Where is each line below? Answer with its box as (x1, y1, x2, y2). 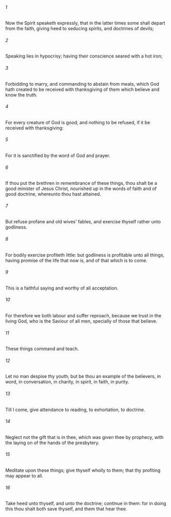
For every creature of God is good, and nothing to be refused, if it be (5, 119, 150, 125)
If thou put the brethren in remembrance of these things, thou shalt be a (5, 180, 158, 186)
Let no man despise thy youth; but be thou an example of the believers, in (5, 373, 161, 379)
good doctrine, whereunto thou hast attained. (5, 191, 101, 197)
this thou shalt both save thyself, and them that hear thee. (5, 506, 127, 512)
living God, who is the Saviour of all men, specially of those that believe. (5, 318, 158, 324)
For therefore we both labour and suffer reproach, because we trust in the (5, 313, 162, 319)
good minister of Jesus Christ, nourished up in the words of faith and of (5, 185, 157, 192)
